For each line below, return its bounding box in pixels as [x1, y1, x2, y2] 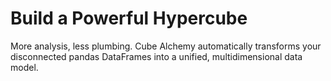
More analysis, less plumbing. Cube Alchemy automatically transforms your [10, 40, 322, 52]
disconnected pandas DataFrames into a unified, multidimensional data [10, 50, 303, 62]
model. [10, 61, 39, 73]
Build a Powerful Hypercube [10, 7, 248, 30]
